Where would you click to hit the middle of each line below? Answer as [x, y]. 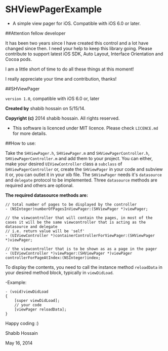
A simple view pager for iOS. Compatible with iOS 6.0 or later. [76, 23]
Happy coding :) [22, 323]
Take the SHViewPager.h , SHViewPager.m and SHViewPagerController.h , [77, 153]
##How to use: [21, 143]
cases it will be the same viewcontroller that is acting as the [75, 222]
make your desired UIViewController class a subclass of [64, 164]
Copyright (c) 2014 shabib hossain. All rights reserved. [62, 118]
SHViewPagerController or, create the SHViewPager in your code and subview [84, 169]
